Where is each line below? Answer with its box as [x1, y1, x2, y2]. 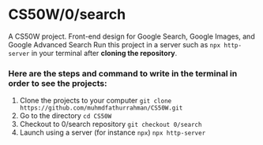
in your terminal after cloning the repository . [31, 48, 178, 58]
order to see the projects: [8, 77, 107, 88]
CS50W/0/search [8, 6, 126, 24]
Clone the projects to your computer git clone [19, 96, 172, 106]
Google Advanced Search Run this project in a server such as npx [8, 39, 221, 49]
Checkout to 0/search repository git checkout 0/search [19, 120, 202, 129]
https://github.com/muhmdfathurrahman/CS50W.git [19, 104, 183, 112]
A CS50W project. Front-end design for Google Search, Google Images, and [8, 32, 255, 41]
